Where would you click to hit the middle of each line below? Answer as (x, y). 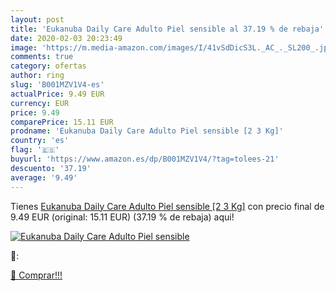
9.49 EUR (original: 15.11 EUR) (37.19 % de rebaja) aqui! (122, 217)
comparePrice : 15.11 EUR (62, 122)
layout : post (37, 19)
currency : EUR (40, 103)
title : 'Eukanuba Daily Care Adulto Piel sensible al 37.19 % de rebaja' (167, 29)
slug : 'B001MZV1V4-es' (57, 85)
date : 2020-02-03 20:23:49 (66, 38)
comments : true (42, 57)
